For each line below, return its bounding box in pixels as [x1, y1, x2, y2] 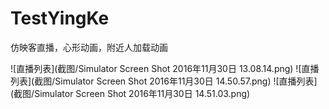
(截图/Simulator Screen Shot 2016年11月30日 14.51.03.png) [10, 87, 251, 99]
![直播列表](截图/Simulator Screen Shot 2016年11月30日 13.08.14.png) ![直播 [10, 62, 320, 74]
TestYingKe [10, 7, 110, 30]
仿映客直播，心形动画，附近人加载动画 [10, 41, 168, 53]
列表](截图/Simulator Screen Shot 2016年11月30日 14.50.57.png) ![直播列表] [10, 75, 318, 87]
